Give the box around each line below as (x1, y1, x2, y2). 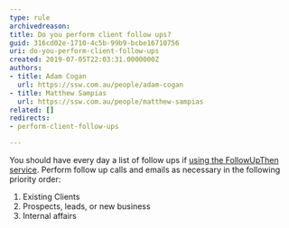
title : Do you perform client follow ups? (9, 30, 172, 39)
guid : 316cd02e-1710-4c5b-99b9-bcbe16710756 (9, 38, 180, 48)
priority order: (9, 174, 61, 185)
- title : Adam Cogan (9, 72, 88, 81)
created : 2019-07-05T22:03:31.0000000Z (9, 55, 160, 64)
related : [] (9, 105, 54, 114)
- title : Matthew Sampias (9, 88, 107, 97)
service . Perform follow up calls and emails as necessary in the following (9, 164, 281, 175)
